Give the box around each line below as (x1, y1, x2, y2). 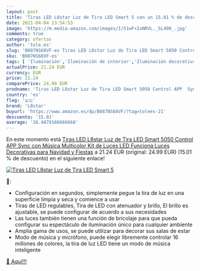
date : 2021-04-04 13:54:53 (6, 20, 73, 26)
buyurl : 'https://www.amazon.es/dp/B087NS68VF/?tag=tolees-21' (6, 108, 167, 114)
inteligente (14, 247, 41, 254)
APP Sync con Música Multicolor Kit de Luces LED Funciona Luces (6, 142, 170, 149)
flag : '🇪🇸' (6, 97, 36, 103)
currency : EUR (6, 70, 42, 76)
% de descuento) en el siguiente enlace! (6, 155, 105, 162)
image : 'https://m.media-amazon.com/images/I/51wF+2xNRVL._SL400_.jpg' (6, 25, 187, 32)
